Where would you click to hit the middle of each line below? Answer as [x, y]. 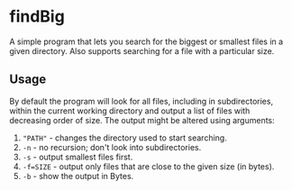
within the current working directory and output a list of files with [130, 111]
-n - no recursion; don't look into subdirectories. [112, 147]
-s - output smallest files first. [78, 157]
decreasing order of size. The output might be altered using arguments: [142, 120]
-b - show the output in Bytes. [78, 176]
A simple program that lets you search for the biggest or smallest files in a [146, 41]
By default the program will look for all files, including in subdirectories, [141, 101]
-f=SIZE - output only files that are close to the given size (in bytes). [148, 166]
